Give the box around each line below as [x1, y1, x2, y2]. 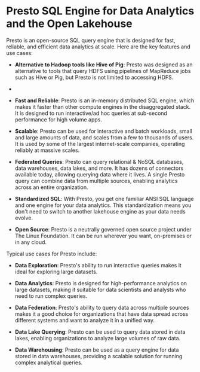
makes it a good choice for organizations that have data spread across [14, 310, 189, 318]
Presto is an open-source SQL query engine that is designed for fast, [6, 36, 176, 44]
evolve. [14, 214, 33, 221]
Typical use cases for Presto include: [6, 250, 97, 257]
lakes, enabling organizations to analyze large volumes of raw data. [14, 334, 181, 341]
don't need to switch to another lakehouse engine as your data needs [14, 208, 186, 215]
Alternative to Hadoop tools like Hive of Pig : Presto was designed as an [14, 61, 193, 68]
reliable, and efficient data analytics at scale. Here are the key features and [6, 43, 191, 50]
